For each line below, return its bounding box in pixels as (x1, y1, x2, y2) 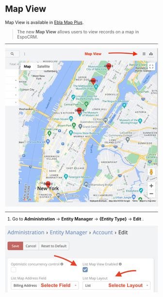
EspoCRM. (16, 34, 38, 40)
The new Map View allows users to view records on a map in (16, 29, 139, 34)
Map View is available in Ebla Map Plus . (5, 19, 84, 25)
